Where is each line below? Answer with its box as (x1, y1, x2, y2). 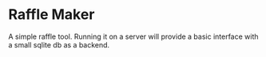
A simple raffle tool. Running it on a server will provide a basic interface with (8, 32, 259, 41)
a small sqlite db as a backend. (8, 40, 110, 49)
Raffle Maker (8, 6, 95, 24)
